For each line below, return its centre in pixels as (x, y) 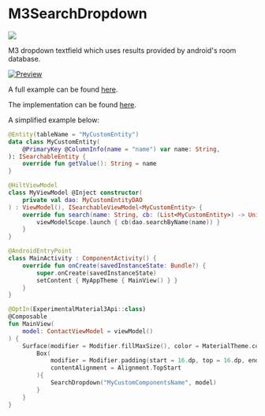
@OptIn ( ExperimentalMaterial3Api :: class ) (77, 309)
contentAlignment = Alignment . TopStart (116, 368)
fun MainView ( (32, 324)
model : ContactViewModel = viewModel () (88, 331)
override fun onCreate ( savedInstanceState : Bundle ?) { (114, 265)
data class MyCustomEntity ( (54, 142)
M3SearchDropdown (78, 14)
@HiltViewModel (33, 186)
